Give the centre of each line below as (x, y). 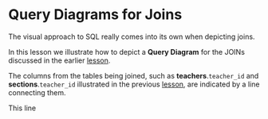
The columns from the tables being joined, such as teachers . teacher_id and (134, 75)
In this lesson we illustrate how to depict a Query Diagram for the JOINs (127, 52)
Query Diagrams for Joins (95, 15)
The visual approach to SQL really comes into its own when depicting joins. (132, 36)
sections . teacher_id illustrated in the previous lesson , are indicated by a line (134, 84)
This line (22, 108)
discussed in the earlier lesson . (59, 60)
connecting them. (37, 92)
